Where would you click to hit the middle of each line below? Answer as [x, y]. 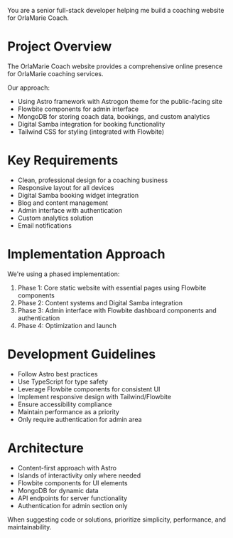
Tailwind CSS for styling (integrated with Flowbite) [91, 132]
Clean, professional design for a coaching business [93, 180]
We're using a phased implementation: [64, 274]
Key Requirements [63, 160]
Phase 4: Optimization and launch [67, 325]
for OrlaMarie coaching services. [55, 73]
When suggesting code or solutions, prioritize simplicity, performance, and [116, 519]
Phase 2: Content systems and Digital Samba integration [100, 302]
